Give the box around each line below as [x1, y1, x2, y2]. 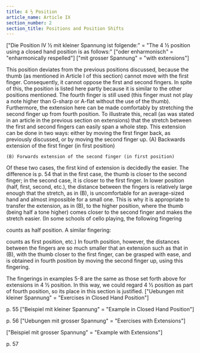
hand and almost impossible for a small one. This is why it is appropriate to [6, 196, 190, 203]
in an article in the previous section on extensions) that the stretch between [6, 117, 192, 124]
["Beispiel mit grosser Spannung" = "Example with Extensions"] [6, 329, 163, 336]
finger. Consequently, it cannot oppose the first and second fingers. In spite [6, 79, 192, 86]
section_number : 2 [6, 20, 52, 26]
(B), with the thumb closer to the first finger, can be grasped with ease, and [6, 251, 192, 258]
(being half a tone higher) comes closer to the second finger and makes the [6, 208, 192, 216]
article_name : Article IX [6, 14, 70, 20]
